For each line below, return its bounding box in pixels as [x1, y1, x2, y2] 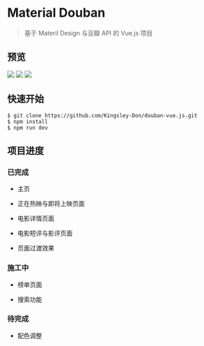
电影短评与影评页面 [17, 229, 73, 238]
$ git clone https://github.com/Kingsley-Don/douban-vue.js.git [7, 112, 198, 119]
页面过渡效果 [17, 244, 54, 253]
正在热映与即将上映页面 [17, 200, 85, 208]
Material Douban [7, 5, 106, 21]
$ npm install [7, 118, 49, 125]
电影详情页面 [17, 214, 54, 223]
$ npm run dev [7, 124, 49, 131]
